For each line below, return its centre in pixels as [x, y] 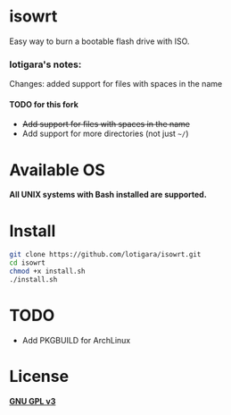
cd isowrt [28, 263]
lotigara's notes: [45, 64]
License [39, 376]
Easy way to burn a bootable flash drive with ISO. [99, 41]
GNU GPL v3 [33, 401]
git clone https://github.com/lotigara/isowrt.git [105, 255]
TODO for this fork [44, 104]
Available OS [57, 169]
